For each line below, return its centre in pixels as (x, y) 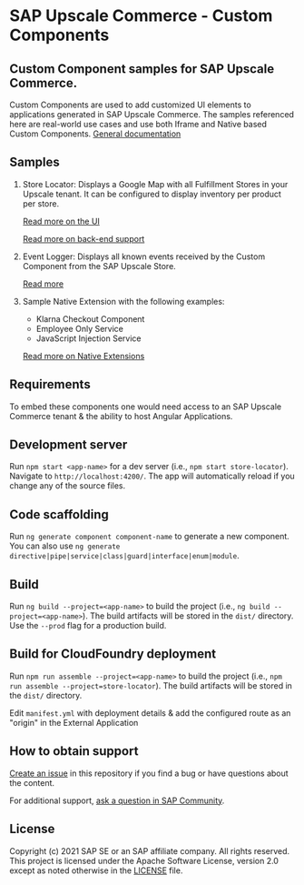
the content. (32, 782)
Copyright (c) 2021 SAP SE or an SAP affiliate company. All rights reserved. (150, 850)
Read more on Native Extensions (83, 356)
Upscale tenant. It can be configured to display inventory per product (152, 194)
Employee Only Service (80, 328)
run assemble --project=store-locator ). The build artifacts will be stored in (151, 685)
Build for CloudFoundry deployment (113, 654)
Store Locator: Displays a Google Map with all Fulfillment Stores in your (155, 184)
